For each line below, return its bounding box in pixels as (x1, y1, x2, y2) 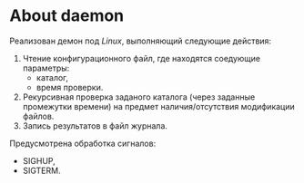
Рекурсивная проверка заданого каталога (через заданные (22, 91, 256, 102)
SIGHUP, (22, 155, 56, 166)
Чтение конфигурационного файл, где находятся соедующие (22, 53, 261, 63)
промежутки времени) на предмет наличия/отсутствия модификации (22, 101, 296, 111)
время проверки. (35, 82, 104, 92)
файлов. (22, 111, 55, 121)
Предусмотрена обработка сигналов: (9, 138, 157, 149)
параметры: (22, 63, 70, 73)
